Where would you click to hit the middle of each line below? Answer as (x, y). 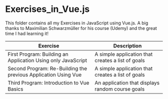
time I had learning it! (27, 33)
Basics (15, 89)
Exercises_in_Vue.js (47, 9)
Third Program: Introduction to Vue (48, 83)
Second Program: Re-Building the (47, 68)
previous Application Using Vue (44, 75)
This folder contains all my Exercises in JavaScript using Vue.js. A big (77, 23)
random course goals (120, 89)
